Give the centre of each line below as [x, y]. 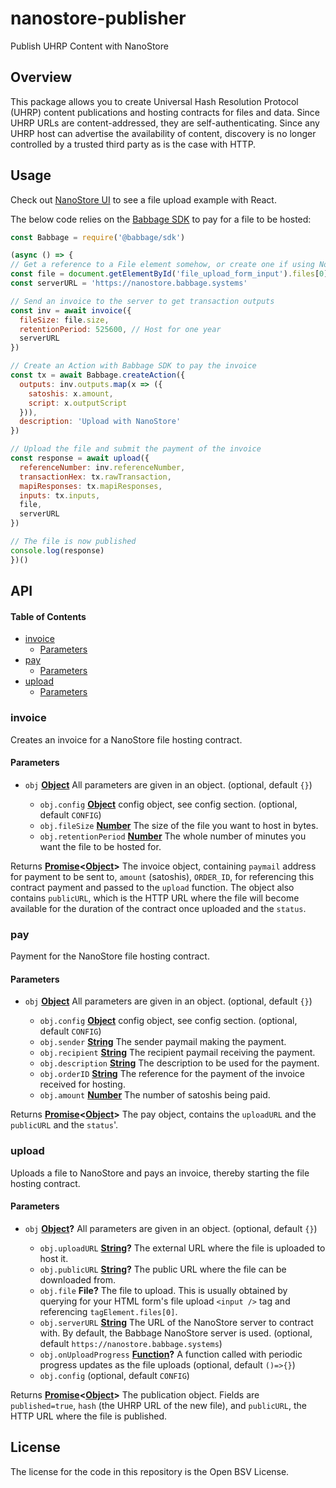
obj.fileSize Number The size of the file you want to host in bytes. [179, 825]
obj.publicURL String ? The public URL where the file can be [163, 1269]
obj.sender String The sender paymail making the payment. [163, 1042]
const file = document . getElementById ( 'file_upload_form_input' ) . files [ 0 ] [169, 274]
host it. [54, 1258]
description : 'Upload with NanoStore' [100, 422]
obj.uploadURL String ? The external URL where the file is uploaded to [182, 1248]
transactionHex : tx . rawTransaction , [95, 477]
